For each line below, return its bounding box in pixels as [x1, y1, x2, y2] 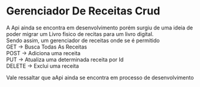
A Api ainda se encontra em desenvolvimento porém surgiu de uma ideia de [6, 24, 193, 31]
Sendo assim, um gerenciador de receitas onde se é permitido [6, 37, 160, 44]
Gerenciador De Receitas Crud [6, 4, 160, 18]
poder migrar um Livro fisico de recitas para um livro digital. [6, 30, 154, 37]
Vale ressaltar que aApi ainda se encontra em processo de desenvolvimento [6, 74, 194, 81]
